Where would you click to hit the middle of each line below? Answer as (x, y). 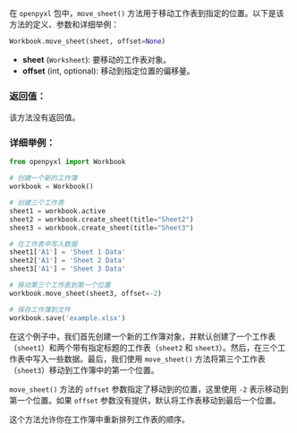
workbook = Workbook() (51, 186)
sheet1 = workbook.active (57, 211)
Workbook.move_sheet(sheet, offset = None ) (88, 41)
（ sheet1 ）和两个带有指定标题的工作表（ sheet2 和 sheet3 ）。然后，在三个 (144, 347)
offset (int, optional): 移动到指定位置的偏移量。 (108, 71)
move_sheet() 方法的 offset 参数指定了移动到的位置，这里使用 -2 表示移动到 (149, 389)
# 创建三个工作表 (37, 203)
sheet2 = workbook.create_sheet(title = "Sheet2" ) (102, 219)
